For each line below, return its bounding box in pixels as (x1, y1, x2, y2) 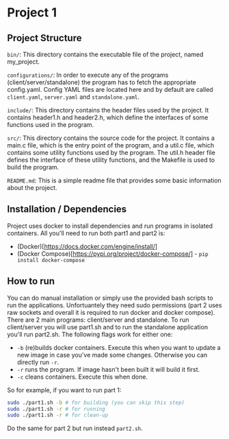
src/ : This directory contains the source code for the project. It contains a (7, 134, 215, 142)
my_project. (7, 58, 40, 66)
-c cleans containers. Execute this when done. (16, 372, 148, 381)
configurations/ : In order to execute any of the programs (7, 71, 169, 79)
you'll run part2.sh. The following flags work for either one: (7, 330, 173, 338)
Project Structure (7, 32, 82, 44)
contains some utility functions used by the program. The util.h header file (7, 149, 215, 156)
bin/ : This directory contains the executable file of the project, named (7, 50, 204, 58)
